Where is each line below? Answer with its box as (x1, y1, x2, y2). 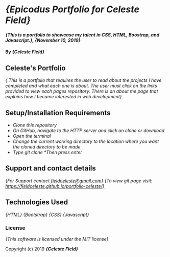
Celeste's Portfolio (5, 63, 66, 72)
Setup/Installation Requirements (5, 109, 111, 117)
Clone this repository (12, 122, 57, 128)
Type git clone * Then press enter (12, 149, 83, 155)
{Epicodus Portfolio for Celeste (5, 4, 139, 15)
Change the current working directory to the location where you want (12, 138, 159, 144)
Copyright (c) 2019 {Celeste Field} (5, 246, 78, 252)
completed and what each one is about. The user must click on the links (5, 83, 157, 89)
